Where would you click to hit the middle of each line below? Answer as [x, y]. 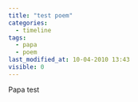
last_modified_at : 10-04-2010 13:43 [69, 60]
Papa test [24, 89]
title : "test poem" [41, 15]
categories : [28, 23]
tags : [17, 38]
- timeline [34, 30]
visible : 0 [26, 67]
